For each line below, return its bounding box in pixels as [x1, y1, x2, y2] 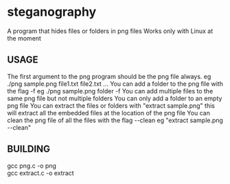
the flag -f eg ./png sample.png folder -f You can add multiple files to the [7, 87, 214, 95]
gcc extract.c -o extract [7, 169, 74, 177]
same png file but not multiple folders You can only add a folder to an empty [7, 94, 222, 102]
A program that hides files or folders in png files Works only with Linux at [7, 27, 214, 35]
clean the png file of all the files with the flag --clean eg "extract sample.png [7, 116, 223, 124]
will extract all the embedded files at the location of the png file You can [7, 108, 211, 117]
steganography [7, 4, 97, 20]
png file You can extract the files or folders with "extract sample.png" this [7, 101, 215, 110]
